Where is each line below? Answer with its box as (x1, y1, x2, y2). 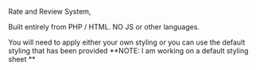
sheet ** (8, 55, 36, 64)
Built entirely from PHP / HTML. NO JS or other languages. (8, 22, 200, 31)
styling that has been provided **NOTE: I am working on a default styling (8, 46, 249, 55)
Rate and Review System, (8, 7, 91, 16)
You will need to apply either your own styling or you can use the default (8, 37, 246, 47)
